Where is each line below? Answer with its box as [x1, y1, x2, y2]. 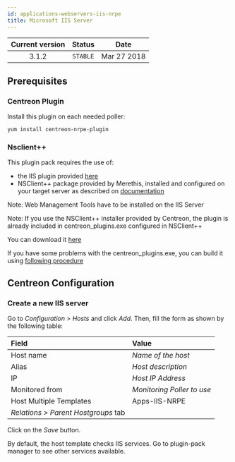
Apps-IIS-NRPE [131, 396, 186, 406]
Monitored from [11, 385, 63, 395]
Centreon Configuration [7, 276, 115, 289]
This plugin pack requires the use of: [7, 158, 114, 166]
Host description [131, 362, 187, 372]
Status [71, 39, 95, 49]
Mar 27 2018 [101, 51, 146, 61]
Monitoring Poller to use [131, 385, 212, 395]
